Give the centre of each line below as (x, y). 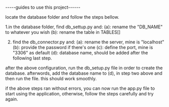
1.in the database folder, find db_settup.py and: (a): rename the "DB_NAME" (84, 27)
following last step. (32, 58)
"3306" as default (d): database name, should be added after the (80, 53)
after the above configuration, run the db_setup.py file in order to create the (84, 68)
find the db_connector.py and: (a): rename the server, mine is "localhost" (88, 42)
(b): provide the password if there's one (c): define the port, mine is (83, 47)
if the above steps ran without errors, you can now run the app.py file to (80, 88)
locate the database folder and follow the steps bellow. (62, 17)
